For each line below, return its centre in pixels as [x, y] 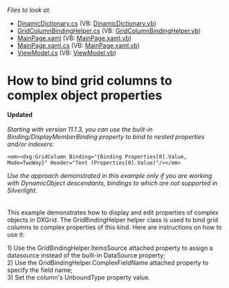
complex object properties [85, 96]
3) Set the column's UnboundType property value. [79, 277]
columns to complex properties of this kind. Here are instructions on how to [115, 227]
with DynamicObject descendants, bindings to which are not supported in [112, 183]
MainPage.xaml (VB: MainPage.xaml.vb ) [74, 38]
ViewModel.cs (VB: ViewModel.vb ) [66, 53]
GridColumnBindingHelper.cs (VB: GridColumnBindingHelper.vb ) [109, 31]
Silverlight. [22, 190]
